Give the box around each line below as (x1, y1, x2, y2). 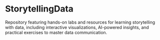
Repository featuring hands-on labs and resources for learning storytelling (5, 19, 156, 25)
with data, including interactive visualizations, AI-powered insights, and (5, 24, 149, 30)
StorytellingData (5, 3, 74, 14)
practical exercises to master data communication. (5, 29, 107, 35)
